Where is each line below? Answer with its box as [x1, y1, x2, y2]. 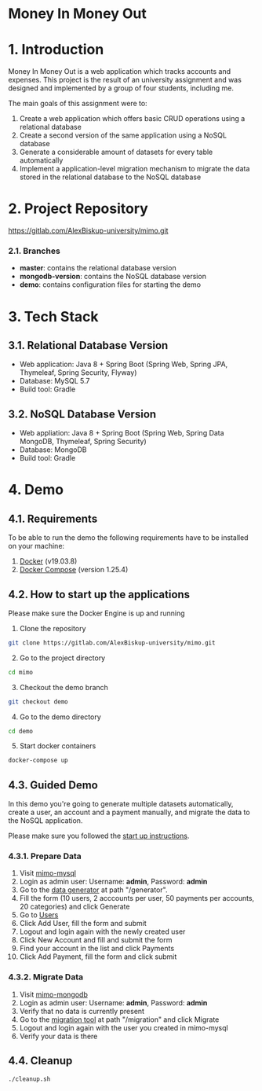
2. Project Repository [8, 200, 149, 218]
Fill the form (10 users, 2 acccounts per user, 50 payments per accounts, [19, 894, 255, 903]
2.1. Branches [8, 245, 60, 256]
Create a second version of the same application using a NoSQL [19, 130, 227, 140]
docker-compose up [8, 756, 68, 765]
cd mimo [8, 668, 34, 676]
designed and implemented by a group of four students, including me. [8, 83, 234, 93]
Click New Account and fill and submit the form [19, 935, 173, 945]
